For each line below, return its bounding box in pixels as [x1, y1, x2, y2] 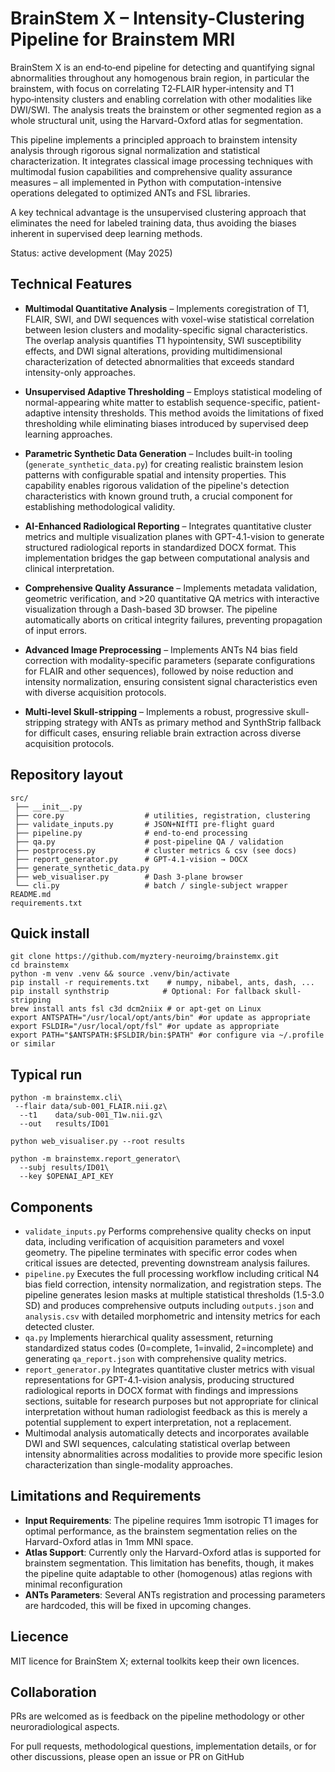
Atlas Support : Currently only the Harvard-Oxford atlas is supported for [24, 1546, 322, 1558]
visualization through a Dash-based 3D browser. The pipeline [24, 603, 278, 615]
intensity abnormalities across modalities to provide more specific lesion [24, 1448, 323, 1460]
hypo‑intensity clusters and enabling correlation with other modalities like [10, 93, 313, 105]
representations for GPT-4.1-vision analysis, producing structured [24, 1374, 295, 1386]
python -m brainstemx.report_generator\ [10, 1154, 182, 1164]
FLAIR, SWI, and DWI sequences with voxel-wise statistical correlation [24, 313, 315, 325]
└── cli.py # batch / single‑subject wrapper [14, 880, 288, 891]
